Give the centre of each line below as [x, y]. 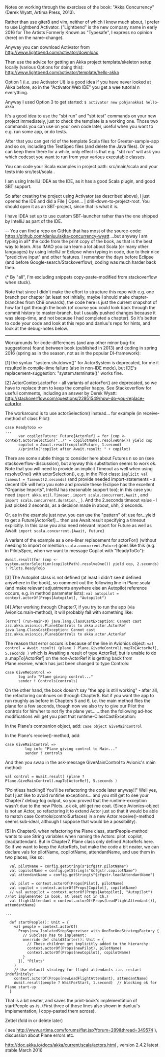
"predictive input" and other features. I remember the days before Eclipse [79, 257]
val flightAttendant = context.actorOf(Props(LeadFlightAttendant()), [83, 901]
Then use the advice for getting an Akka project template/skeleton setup [78, 62]
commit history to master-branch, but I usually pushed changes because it [80, 313]
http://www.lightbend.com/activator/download [52, 52]
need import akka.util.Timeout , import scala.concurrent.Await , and [77, 495]
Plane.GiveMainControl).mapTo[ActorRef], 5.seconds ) [61, 781]
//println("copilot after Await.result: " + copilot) [74, 449]
